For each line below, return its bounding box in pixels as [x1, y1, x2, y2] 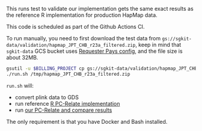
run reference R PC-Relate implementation [14, 100, 120, 107]
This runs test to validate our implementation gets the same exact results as [6, 5, 194, 12]
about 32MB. [6, 54, 38, 61]
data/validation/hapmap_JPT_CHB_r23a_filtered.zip [6, 42, 136, 48]
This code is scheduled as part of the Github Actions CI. [6, 23, 145, 30]
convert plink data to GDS [14, 93, 79, 101]
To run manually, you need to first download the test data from [6, 35, 161, 41]
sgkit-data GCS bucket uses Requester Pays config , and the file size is [6, 47, 183, 55]
